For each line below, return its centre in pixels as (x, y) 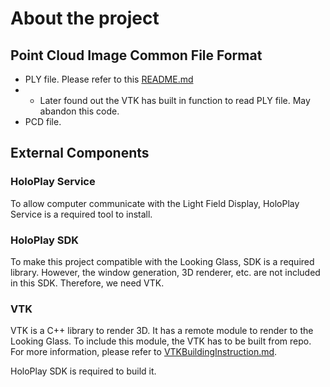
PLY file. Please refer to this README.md (109, 79)
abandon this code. (79, 111)
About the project (85, 18)
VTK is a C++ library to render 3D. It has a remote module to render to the (162, 331)
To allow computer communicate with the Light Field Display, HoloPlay (155, 203)
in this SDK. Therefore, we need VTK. (87, 283)
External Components (80, 153)
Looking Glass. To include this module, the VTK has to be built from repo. (161, 341)
